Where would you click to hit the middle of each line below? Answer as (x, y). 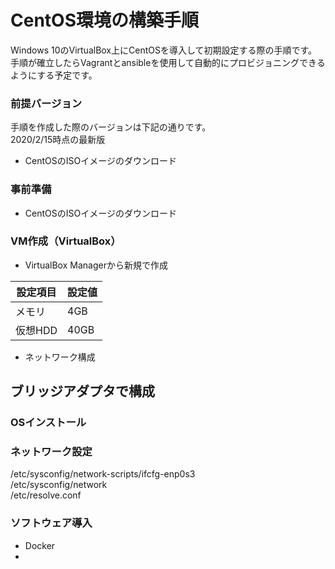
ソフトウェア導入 (51, 523)
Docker (40, 545)
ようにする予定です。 (54, 75)
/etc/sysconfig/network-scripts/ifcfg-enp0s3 (103, 474)
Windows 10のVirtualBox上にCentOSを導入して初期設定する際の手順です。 (164, 50)
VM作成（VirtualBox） (66, 241)
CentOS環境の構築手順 (104, 20)
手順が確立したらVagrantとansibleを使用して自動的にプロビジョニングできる (168, 62)
